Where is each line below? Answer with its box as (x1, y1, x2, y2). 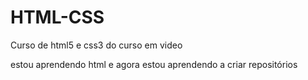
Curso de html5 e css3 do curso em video (10, 39, 183, 51)
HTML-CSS (10, 6, 105, 29)
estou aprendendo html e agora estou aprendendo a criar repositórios (10, 58, 298, 70)
